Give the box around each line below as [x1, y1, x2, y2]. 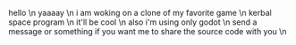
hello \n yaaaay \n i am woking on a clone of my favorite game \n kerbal [8, 8, 272, 18]
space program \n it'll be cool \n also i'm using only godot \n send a [8, 17, 258, 27]
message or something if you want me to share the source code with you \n [8, 26, 287, 36]
